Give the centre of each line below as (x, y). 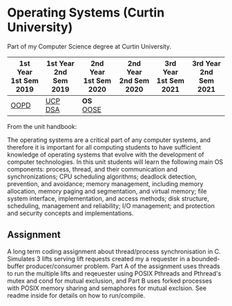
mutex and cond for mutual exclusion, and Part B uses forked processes (110, 280)
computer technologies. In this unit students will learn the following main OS (115, 162)
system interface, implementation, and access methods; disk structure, (108, 198)
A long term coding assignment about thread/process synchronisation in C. (114, 251)
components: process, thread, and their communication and (93, 169)
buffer (16, 266)
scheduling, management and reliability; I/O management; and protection (111, 205)
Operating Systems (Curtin (86, 13)
